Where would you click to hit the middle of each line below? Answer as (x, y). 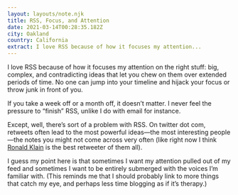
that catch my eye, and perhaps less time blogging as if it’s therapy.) (107, 184)
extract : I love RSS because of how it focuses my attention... (104, 47)
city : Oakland (28, 34)
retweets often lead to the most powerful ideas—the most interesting (108, 132)
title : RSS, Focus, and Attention (59, 21)
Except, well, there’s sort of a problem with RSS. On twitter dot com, (107, 124)
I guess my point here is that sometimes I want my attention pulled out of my (119, 161)
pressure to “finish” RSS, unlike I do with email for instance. (94, 111)
